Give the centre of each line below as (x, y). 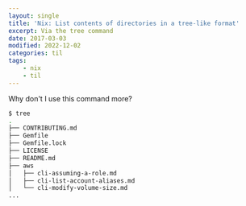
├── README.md (32, 158)
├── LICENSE (28, 150)
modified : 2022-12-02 (45, 46)
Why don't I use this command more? (71, 98)
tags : (17, 61)
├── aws (21, 166)
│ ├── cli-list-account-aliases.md (72, 181)
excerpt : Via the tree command (61, 31)
